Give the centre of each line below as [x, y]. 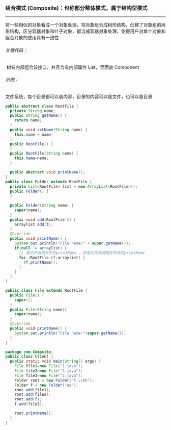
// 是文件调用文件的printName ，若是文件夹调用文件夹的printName [82, 253]
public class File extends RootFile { [46, 291]
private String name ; [33, 111]
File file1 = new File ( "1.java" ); [49, 366]
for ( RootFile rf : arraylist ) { [52, 258]
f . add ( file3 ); [29, 404]
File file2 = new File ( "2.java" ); [49, 371]
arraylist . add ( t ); [34, 224]
